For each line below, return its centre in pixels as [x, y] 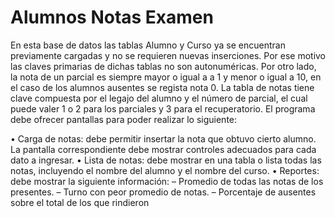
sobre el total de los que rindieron [80, 202]
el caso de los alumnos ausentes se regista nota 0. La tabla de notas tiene [162, 87]
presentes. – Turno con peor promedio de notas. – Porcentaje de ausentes [163, 192]
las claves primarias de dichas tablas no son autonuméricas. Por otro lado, [163, 66]
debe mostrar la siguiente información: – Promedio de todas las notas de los [167, 181]
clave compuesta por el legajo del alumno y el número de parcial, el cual [159, 98]
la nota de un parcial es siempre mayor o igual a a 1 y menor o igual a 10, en [166, 77]
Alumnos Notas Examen [112, 17]
